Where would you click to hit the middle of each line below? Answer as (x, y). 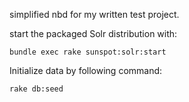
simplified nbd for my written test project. (94, 14)
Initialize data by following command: (86, 70)
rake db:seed (36, 89)
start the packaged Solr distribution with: (93, 33)
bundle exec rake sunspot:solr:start (88, 52)
